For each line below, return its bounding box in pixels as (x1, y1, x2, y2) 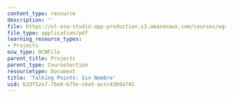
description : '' (7, 17, 54, 23)
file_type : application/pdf (7, 29, 89, 37)
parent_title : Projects (7, 55, 76, 62)
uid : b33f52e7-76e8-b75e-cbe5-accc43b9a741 (7, 81, 135, 88)
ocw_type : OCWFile (7, 49, 60, 56)
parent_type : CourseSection (7, 61, 89, 68)
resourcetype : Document (7, 68, 76, 75)
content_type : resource (7, 10, 76, 17)
